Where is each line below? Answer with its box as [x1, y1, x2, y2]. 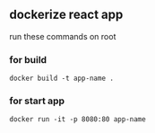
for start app [9, 94, 65, 107]
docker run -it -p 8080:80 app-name [9, 115, 146, 124]
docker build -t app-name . [9, 74, 115, 84]
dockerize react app [9, 7, 124, 22]
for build [9, 53, 47, 66]
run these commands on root [9, 31, 116, 41]
